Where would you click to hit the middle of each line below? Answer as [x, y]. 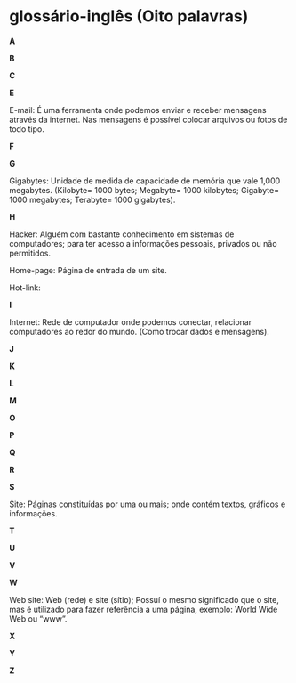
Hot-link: [25, 288]
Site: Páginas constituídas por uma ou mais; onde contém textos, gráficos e [148, 504]
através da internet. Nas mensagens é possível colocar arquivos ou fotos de [148, 119]
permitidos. [30, 253]
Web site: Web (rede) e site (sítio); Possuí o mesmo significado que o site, [144, 599]
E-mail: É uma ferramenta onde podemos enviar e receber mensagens [138, 110]
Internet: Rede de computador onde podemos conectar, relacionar [130, 321]
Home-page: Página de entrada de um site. [88, 270]
